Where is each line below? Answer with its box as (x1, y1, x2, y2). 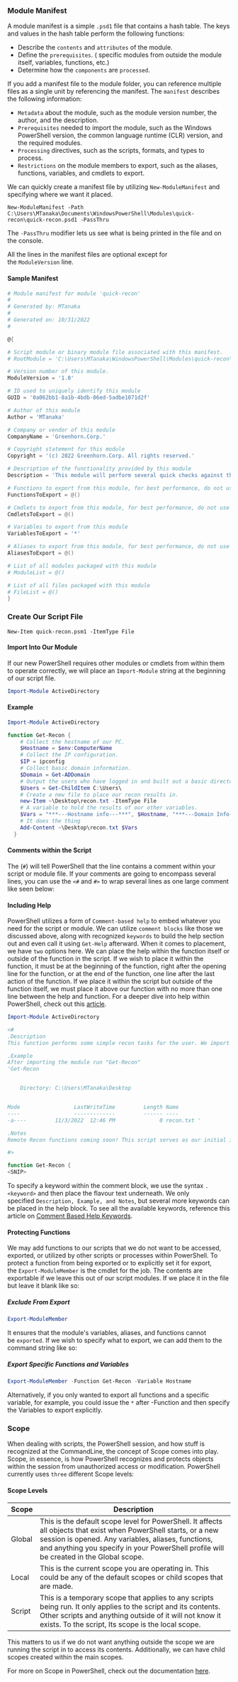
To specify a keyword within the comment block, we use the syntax (7, 1182, 204, 1190)
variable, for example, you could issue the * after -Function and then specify (7, 1398, 230, 1406)
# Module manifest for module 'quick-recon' (7, 290, 141, 297)
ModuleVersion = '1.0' (7, 375, 74, 382)
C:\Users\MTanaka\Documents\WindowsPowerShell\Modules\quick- (7, 210, 195, 218)
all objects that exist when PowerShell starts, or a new (40, 1525, 219, 1535)
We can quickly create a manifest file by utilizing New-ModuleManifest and (7, 183, 220, 191)
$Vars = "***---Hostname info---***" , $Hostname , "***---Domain (20, 811, 214, 818)
